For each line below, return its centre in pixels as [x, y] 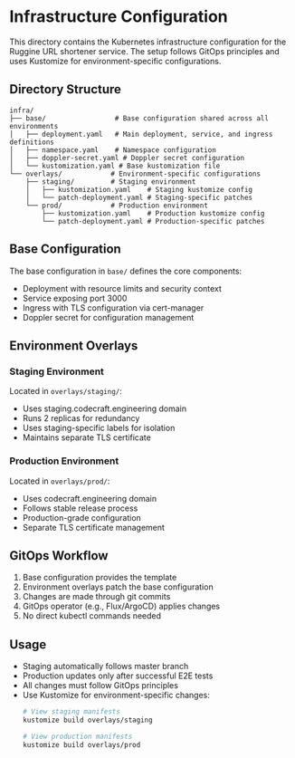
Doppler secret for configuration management [108, 317]
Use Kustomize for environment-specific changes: [116, 696]
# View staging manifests [71, 712]
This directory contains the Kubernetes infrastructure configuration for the [148, 42]
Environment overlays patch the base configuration [118, 587]
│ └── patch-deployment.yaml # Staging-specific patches [139, 197]
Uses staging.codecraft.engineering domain [105, 408]
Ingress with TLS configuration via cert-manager [113, 307]
